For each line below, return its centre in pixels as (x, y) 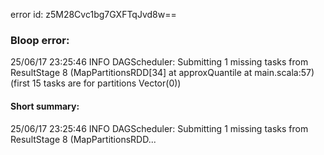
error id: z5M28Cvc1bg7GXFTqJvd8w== (93, 14)
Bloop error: (40, 40)
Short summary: (45, 106)
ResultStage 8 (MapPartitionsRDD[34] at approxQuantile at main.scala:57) (162, 73)
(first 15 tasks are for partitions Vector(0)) (96, 83)
